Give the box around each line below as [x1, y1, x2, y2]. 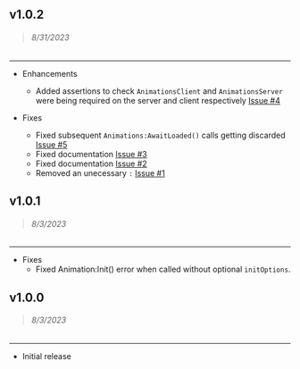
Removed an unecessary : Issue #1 [35, 167, 165, 178]
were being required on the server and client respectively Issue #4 [35, 95, 281, 105]
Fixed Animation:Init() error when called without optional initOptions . [35, 264, 291, 275]
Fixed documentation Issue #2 [35, 158, 147, 169]
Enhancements [21, 68, 78, 79]
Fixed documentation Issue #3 [35, 148, 147, 159]
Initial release [21, 350, 71, 361]
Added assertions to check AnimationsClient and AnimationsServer [35, 85, 283, 96]
